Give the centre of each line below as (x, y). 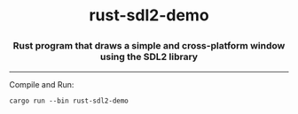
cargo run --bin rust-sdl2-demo (69, 101)
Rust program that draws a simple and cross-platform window (149, 46)
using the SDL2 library (149, 57)
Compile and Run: (42, 84)
